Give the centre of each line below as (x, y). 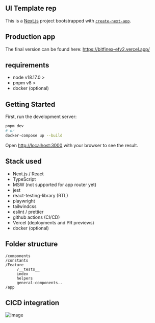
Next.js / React (28, 174)
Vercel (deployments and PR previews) (53, 222)
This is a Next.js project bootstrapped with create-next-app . (68, 20)
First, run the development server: (41, 117)
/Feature (15, 265)
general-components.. (40, 283)
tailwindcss (24, 206)
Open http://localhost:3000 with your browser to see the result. (72, 145)
